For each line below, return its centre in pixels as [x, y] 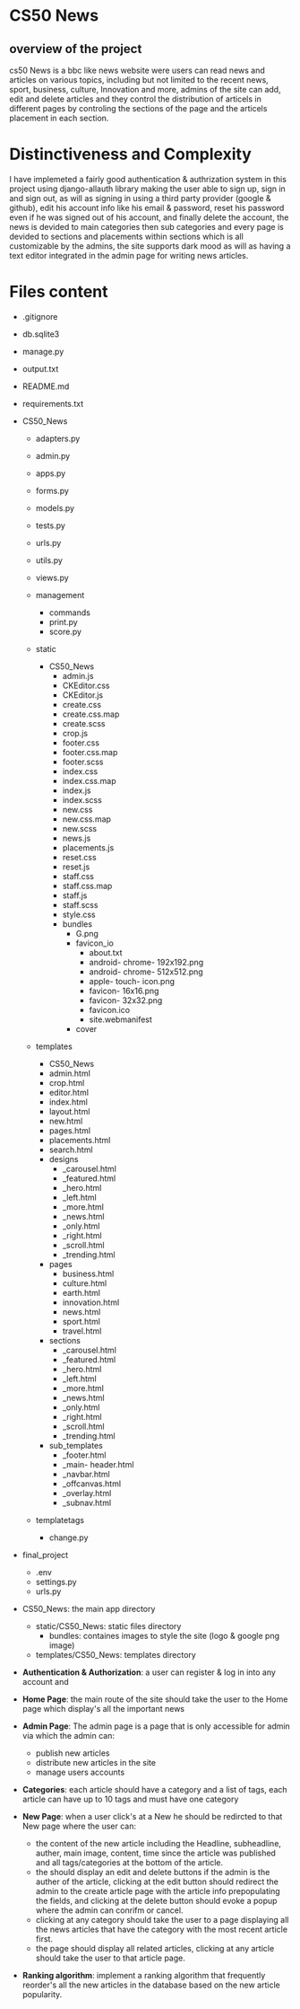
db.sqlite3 [41, 334]
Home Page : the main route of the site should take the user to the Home [155, 1699]
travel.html [82, 1331]
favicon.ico [110, 1009]
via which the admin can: [68, 1735]
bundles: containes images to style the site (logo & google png [164, 1635]
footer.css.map [90, 752]
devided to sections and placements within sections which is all [126, 236]
